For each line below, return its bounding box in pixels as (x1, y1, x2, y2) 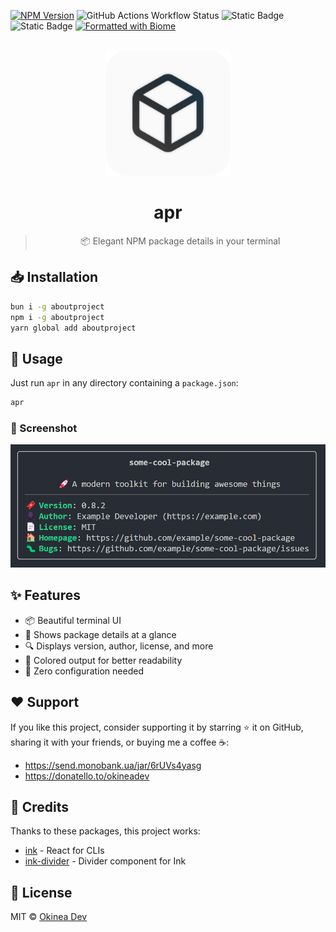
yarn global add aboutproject (10, 323, 137, 333)
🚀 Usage (10, 350, 63, 367)
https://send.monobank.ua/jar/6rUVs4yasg (24, 759, 202, 771)
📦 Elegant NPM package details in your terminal (80, 235, 281, 247)
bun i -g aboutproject (10, 301, 105, 312)
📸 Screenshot (10, 421, 78, 435)
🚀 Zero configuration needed (24, 665, 144, 677)
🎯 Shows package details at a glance (24, 628, 177, 640)
